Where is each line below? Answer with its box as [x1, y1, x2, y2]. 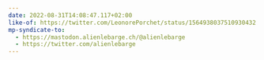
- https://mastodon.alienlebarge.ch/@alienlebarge [15, 33, 186, 41]
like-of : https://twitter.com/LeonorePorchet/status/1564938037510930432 [8, 19, 257, 26]
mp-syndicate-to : [8, 26, 66, 34]
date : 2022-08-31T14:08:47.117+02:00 [8, 11, 133, 19]
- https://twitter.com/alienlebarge [15, 41, 136, 48]
